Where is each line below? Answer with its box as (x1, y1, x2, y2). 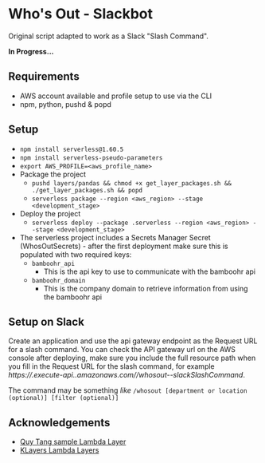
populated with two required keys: (19, 249, 132, 259)
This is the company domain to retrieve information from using (43, 283, 248, 293)
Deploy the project (19, 208, 81, 218)
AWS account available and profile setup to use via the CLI (19, 91, 212, 101)
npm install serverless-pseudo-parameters (19, 153, 163, 162)
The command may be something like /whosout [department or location (8, 386, 247, 395)
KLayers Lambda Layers (19, 445, 99, 455)
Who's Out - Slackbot (8, 5, 154, 23)
